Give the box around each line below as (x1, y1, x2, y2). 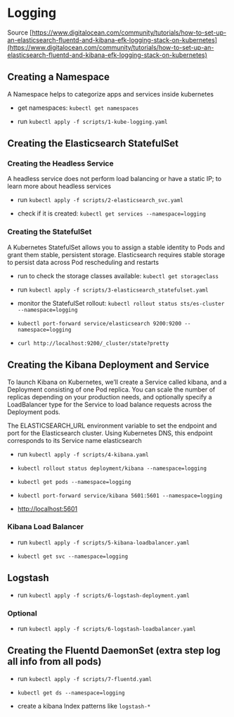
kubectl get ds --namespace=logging (17, 689, 125, 697)
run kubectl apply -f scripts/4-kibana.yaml (17, 449, 149, 459)
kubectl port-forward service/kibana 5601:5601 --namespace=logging (17, 492, 223, 499)
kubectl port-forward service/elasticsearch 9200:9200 (17, 320, 182, 327)
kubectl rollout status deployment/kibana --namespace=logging (17, 465, 207, 472)
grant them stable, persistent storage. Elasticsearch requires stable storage (7, 250, 226, 258)
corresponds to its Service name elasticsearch (7, 436, 142, 444)
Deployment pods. (7, 407, 61, 416)
